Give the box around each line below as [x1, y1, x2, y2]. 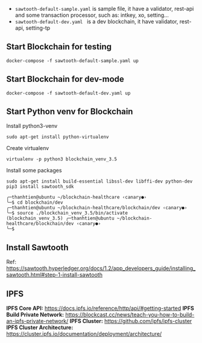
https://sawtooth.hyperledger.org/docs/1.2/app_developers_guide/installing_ [6, 265, 196, 272]
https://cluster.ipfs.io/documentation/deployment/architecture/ [6, 330, 162, 338]
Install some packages [6, 167, 62, 174]
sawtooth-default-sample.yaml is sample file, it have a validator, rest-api [14, 5, 194, 12]
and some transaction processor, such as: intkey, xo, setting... [14, 11, 169, 19]
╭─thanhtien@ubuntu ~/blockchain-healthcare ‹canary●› [6, 194, 147, 201]
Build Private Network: [6, 311, 65, 318]
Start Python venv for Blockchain [6, 107, 133, 117]
